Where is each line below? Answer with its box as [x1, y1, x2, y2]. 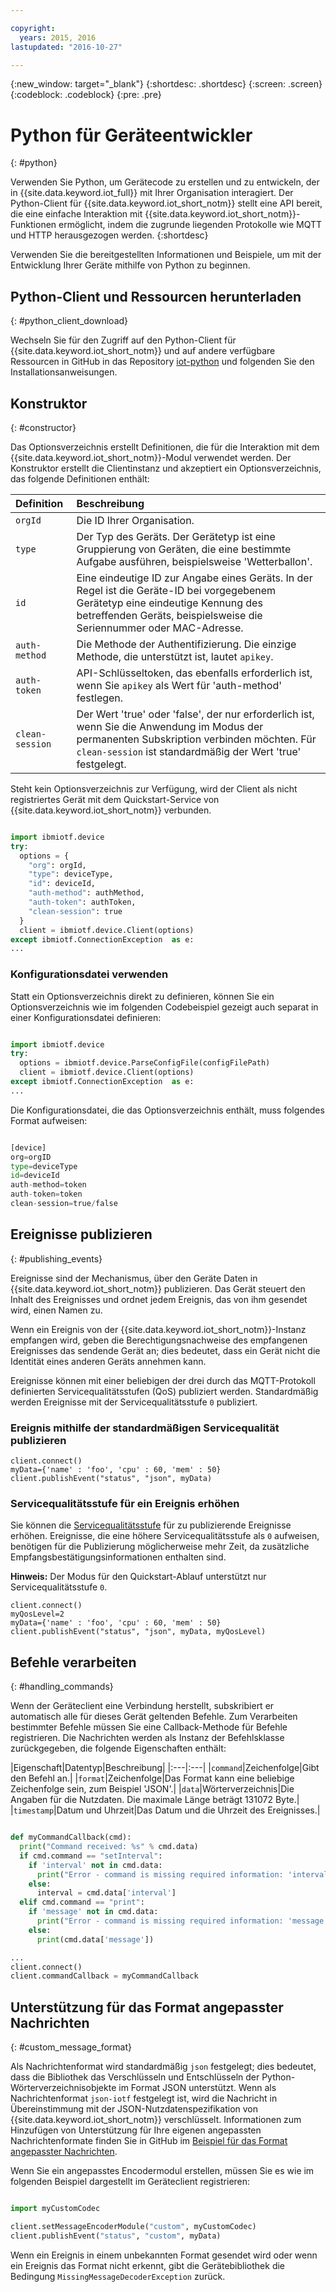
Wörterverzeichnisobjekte [10, 2082, 117, 2094]
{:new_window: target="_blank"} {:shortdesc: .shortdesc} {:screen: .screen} [10, 78, 323, 90]
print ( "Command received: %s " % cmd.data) [19, 1842, 199, 1852]
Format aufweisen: [10, 1114, 88, 1126]
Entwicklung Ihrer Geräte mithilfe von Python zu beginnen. [10, 259, 251, 271]
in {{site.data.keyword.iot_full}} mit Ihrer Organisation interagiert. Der [10, 187, 294, 199]
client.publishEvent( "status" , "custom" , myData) [10, 2231, 222, 2241]
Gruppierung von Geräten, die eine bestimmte [76, 542, 292, 556]
